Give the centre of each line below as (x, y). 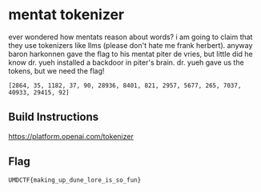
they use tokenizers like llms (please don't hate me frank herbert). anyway (130, 45)
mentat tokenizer (66, 15)
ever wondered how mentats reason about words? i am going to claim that (130, 37)
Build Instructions (54, 117)
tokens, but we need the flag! (56, 70)
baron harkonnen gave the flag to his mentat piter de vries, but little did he (131, 54)
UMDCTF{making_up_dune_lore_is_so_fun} (75, 180)
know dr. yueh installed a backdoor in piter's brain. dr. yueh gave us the (126, 62)
